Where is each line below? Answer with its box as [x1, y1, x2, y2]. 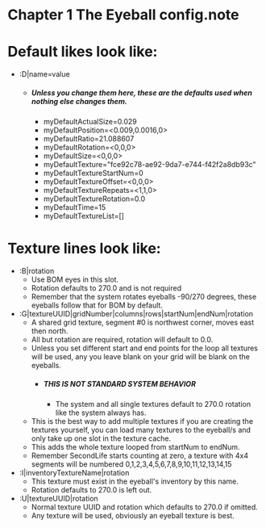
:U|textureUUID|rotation [19, 494, 98, 503]
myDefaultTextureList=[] [43, 212, 124, 221]
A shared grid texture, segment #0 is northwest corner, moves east [31, 317, 255, 328]
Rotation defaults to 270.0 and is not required [31, 283, 182, 293]
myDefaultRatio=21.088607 [43, 134, 135, 144]
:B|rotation [19, 266, 55, 276]
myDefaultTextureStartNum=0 [43, 168, 143, 178]
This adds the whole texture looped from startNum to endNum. [31, 442, 240, 451]
